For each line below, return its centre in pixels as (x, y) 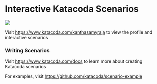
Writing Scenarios (27, 50)
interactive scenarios (27, 37)
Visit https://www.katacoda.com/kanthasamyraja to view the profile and (78, 32)
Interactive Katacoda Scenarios (72, 9)
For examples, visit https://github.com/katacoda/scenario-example (74, 76)
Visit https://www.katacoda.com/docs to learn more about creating (74, 61)
